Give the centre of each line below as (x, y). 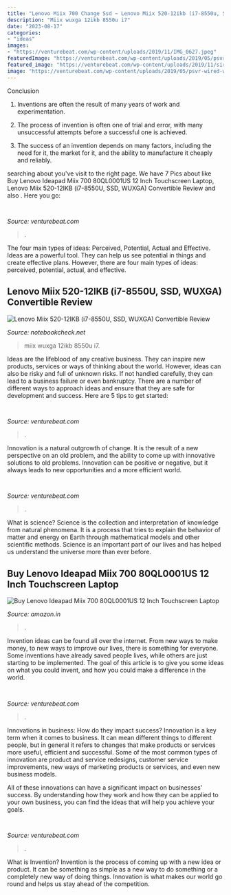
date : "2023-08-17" (35, 26)
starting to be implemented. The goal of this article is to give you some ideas (115, 663)
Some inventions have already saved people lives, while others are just (107, 655)
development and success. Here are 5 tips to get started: (88, 395)
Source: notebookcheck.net (46, 332)
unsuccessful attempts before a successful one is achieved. (102, 132)
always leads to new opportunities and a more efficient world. (95, 470)
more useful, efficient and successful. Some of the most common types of (112, 752)
